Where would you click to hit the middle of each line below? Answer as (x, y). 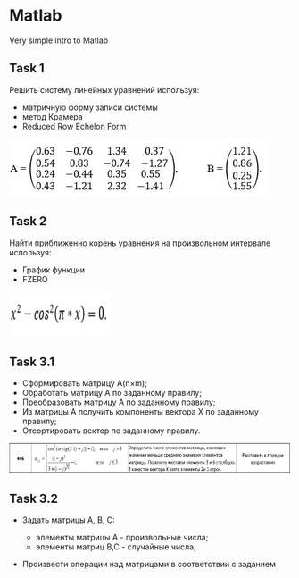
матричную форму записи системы (90, 107)
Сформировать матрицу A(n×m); (84, 383)
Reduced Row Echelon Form (74, 126)
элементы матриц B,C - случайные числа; (116, 547)
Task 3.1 (32, 361)
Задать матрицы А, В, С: (69, 520)
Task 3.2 (33, 498)
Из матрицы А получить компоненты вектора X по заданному (140, 412)
